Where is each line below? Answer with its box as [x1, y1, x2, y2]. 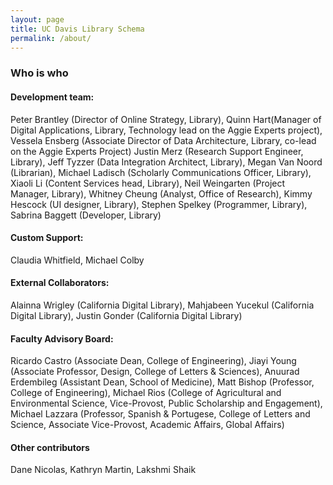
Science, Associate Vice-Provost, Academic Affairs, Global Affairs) [10, 419, 285, 431]
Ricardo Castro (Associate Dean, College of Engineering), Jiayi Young [10, 355, 297, 367]
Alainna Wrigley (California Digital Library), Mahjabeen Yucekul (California [10, 299, 315, 311]
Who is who [10, 66, 69, 80]
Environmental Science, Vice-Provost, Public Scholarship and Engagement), [10, 397, 323, 410]
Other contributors [10, 441, 90, 453]
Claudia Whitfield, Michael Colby [10, 254, 145, 266]
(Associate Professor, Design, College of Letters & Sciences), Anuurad [10, 366, 300, 378]
